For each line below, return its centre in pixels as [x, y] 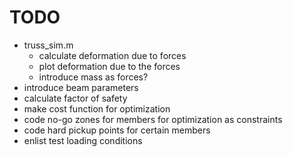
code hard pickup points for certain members [117, 130]
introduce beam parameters [81, 87]
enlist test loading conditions [83, 140]
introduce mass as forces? [93, 77]
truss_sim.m [48, 45]
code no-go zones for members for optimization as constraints [153, 119]
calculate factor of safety [75, 98]
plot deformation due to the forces [109, 66]
